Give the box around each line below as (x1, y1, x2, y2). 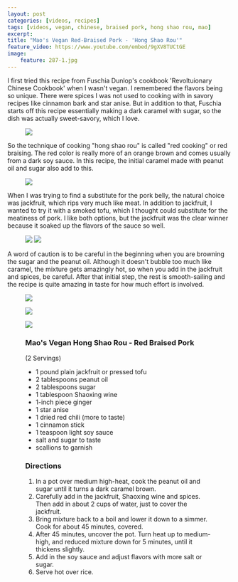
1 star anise (35, 406, 69, 414)
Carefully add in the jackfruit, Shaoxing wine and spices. (35, 492, 201, 501)
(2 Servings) (25, 354, 62, 363)
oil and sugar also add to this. (7, 164, 94, 172)
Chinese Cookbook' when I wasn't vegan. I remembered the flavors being (7, 83, 223, 92)
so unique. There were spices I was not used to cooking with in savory (7, 91, 214, 100)
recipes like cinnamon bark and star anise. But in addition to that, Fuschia (7, 99, 222, 107)
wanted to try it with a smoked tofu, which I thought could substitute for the (7, 206, 228, 214)
